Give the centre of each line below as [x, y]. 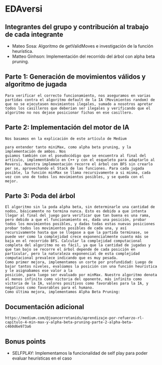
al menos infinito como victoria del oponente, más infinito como [73, 279]
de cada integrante [34, 34]
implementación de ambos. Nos [36, 151]
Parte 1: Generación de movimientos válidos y [75, 77]
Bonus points [25, 341]
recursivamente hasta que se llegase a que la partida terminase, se [77, 232]
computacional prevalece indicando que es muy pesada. [62, 258]
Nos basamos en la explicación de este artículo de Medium [66, 139]
